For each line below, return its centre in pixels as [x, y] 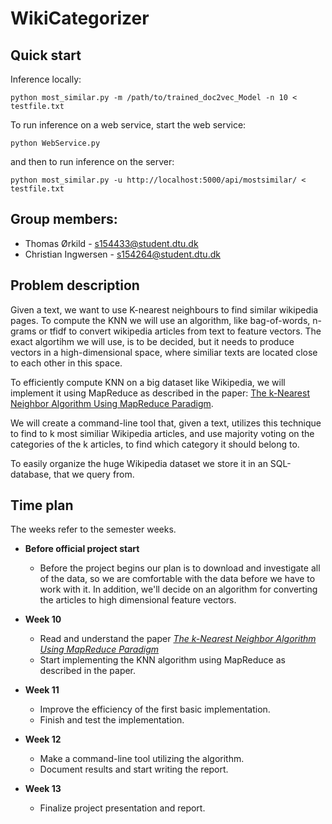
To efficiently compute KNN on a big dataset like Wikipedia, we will [148, 382]
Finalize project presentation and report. [122, 808]
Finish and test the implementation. [112, 720]
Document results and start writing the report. [134, 769]
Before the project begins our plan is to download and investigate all [180, 568]
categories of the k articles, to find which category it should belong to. [155, 444]
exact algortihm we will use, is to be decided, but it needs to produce [152, 341]
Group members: [64, 219]
